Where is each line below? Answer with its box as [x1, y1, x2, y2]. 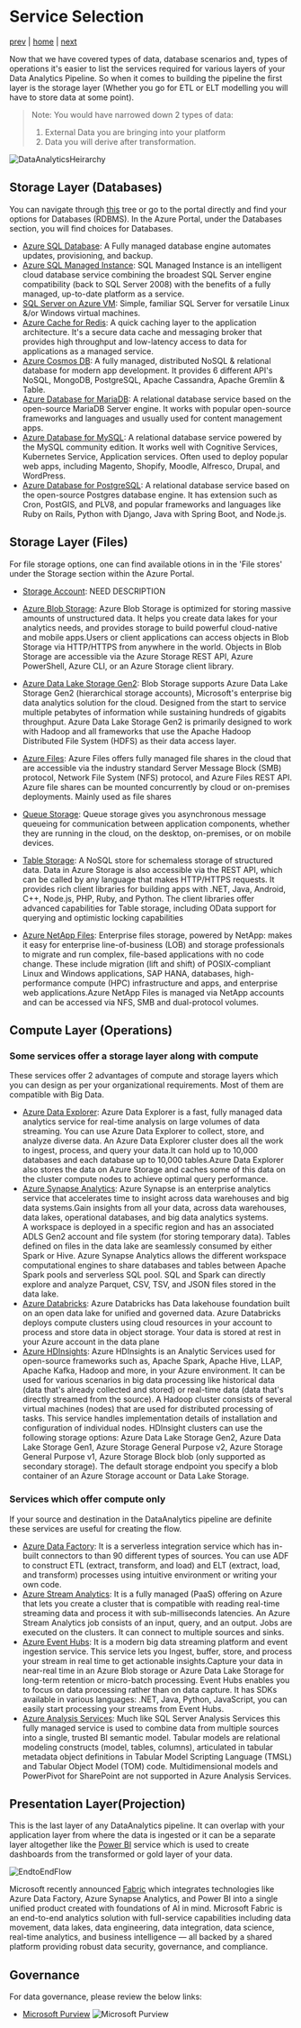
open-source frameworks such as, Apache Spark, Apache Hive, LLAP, [22, 1356, 283, 1367]
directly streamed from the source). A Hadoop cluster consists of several [22, 1394, 293, 1405]
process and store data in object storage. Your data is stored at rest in [22, 1327, 281, 1338]
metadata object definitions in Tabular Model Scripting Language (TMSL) [22, 1751, 292, 1762]
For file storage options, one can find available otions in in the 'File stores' [9, 559, 283, 569]
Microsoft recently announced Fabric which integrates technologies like [9, 1884, 275, 1895]
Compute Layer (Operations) [9, 1023, 173, 1038]
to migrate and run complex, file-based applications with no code [22, 949, 265, 959]
